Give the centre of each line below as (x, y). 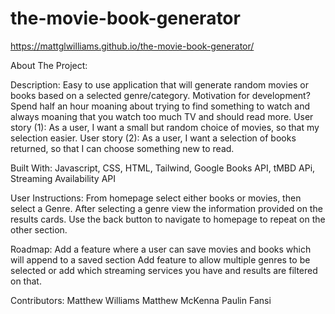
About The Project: (49, 65)
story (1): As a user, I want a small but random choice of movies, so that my (165, 127)
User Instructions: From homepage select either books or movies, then (156, 198)
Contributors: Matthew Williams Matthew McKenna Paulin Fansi (141, 300)
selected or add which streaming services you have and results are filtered (164, 270)
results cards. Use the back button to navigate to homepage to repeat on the (168, 219)
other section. (39, 229)
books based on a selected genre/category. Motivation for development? (160, 95)
